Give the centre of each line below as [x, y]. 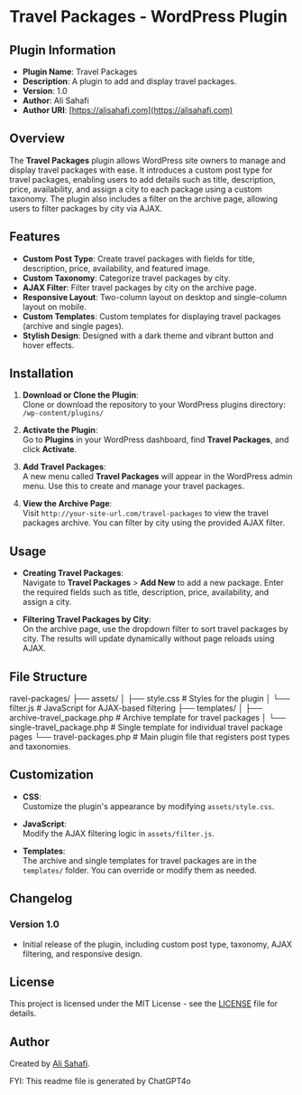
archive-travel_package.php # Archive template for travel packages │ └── [148, 718]
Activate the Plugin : [60, 430]
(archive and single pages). [73, 326]
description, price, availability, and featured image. [116, 268]
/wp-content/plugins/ [63, 413]
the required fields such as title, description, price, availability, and [146, 592]
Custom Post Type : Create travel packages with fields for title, [138, 259]
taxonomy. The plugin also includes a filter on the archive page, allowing [143, 198]
